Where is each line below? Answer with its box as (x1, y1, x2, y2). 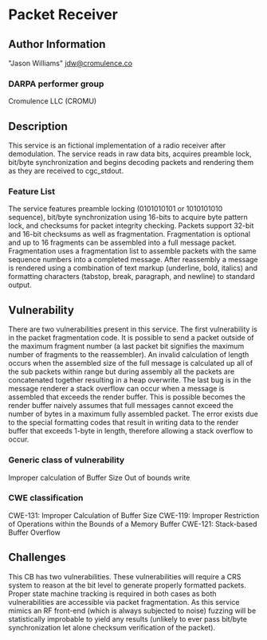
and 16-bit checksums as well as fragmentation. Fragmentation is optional (8, 230, 251, 239)
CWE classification (8, 493, 84, 504)
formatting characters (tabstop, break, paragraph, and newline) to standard (8, 272, 255, 281)
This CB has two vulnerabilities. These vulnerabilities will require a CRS (8, 571, 241, 581)
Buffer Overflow (8, 528, 61, 537)
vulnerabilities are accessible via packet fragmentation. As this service (8, 597, 240, 607)
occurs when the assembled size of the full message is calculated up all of (8, 359, 253, 368)
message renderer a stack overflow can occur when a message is (8, 384, 225, 394)
